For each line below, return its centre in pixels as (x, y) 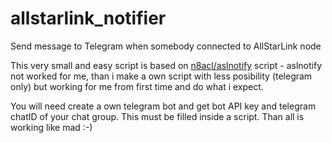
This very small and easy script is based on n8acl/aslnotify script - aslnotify (166, 65)
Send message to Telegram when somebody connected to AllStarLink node (166, 46)
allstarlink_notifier (88, 18)
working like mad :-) (51, 127)
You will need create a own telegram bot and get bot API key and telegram (163, 106)
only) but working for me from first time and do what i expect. (137, 86)
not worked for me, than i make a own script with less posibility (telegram (161, 76)
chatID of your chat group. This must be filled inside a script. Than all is (157, 116)
